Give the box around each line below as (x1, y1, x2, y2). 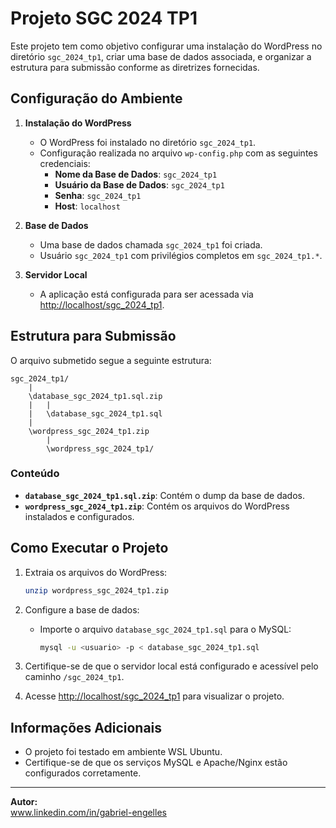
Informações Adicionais (10, 719, 163, 736)
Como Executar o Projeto (10, 540, 169, 557)
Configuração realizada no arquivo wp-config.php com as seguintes (39, 147, 318, 159)
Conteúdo (10, 467, 60, 481)
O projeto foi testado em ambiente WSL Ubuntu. (24, 746, 223, 758)
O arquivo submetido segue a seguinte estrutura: (10, 354, 212, 366)
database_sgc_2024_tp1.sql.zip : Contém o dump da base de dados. (24, 489, 305, 501)
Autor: (10, 796, 38, 808)
